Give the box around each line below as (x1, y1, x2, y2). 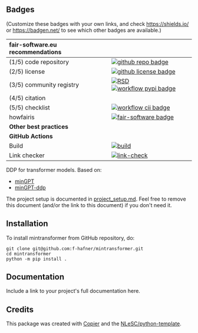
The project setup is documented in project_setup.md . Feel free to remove (6, 195, 187, 202)
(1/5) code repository (9, 58, 70, 66)
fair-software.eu (9, 41, 57, 49)
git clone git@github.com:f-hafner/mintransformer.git (6, 245, 144, 252)
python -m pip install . (6, 256, 67, 262)
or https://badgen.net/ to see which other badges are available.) (6, 26, 162, 34)
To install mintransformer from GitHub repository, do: (6, 234, 135, 241)
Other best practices (9, 122, 69, 131)
